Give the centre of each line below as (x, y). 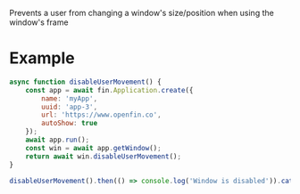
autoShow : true (70, 124)
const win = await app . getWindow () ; (94, 148)
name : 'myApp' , (70, 98)
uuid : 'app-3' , (70, 107)
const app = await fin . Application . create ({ (109, 90)
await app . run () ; (58, 140)
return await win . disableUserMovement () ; (103, 156)
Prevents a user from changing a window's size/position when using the (142, 13)
